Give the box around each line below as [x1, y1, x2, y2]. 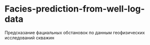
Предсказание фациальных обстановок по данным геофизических [4, 30, 145, 35]
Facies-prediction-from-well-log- [4, 3, 145, 15]
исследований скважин [4, 35, 55, 41]
